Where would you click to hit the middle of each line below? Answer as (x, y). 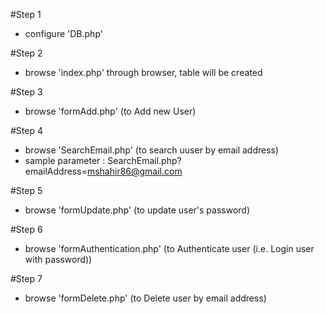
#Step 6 (26, 229)
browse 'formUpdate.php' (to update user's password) (137, 210)
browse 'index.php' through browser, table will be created (143, 72)
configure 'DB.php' (63, 33)
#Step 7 (26, 278)
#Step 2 (26, 53)
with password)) (58, 259)
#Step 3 (26, 92)
